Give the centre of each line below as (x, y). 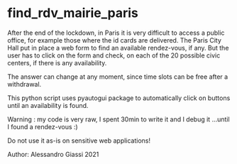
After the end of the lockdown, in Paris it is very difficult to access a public (116, 33)
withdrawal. (24, 84)
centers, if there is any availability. (57, 62)
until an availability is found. (48, 105)
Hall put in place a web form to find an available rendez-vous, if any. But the (118, 48)
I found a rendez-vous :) (43, 126)
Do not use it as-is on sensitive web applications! (79, 141)
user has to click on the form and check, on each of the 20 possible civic (114, 55)
